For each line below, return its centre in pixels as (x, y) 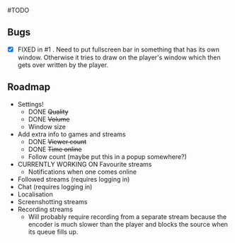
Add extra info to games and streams (71, 134)
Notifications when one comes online (82, 172)
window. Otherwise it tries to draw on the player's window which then (119, 57)
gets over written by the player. (63, 65)
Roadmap (29, 87)
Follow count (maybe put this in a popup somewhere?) (108, 156)
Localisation (35, 194)
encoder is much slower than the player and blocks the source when (128, 224)
